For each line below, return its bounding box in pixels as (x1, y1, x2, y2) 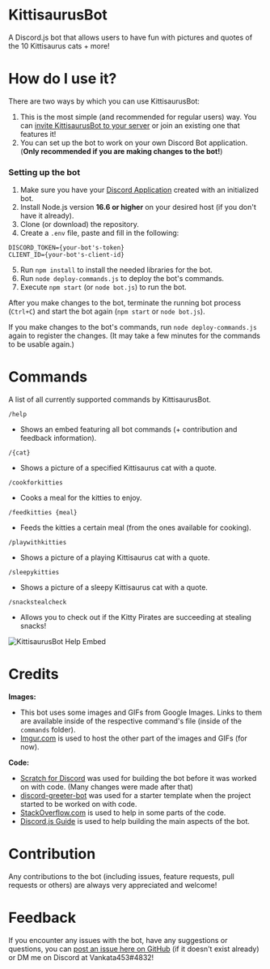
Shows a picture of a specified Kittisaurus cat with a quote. (19, 463, 217, 473)
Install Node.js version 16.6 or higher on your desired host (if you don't (19, 203, 257, 212)
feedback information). (19, 433, 97, 443)
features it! (19, 129, 57, 139)
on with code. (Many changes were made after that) (19, 782, 194, 792)
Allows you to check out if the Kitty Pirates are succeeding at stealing (19, 613, 252, 622)
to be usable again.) (8, 339, 75, 349)
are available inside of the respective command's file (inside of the (19, 716, 243, 726)
